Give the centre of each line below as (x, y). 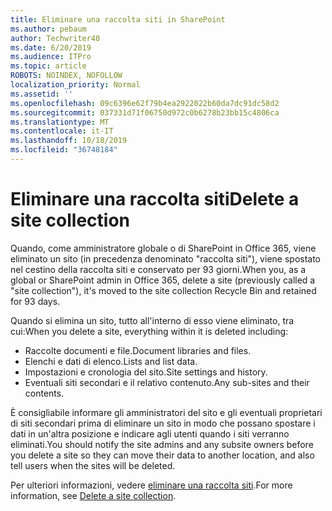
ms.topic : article (48, 66)
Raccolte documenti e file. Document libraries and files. (138, 350)
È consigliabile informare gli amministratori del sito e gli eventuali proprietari (166, 412)
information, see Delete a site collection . (93, 495)
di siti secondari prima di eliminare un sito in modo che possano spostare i (163, 423)
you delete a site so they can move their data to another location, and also (162, 455)
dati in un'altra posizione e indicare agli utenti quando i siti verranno (150, 433)
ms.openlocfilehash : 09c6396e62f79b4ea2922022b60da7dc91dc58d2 (145, 103)
